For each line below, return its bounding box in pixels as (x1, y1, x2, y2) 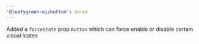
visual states (6, 31, 38, 39)
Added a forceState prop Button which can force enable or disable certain (6, 25, 194, 33)
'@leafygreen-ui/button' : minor (6, 8, 89, 15)
